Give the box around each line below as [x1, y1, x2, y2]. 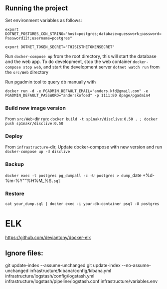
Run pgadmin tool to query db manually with [5, 78, 96, 84]
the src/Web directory [5, 69, 49, 75]
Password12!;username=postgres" [5, 35, 72, 40]
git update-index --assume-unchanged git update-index [5, 262, 121, 268]
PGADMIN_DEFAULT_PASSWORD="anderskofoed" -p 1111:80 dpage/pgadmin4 [5, 92, 151, 98]
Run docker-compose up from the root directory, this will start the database [5, 53, 157, 59]
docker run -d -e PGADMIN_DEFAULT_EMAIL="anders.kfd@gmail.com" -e [5, 88, 149, 93]
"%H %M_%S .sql [24, 177, 61, 183]
